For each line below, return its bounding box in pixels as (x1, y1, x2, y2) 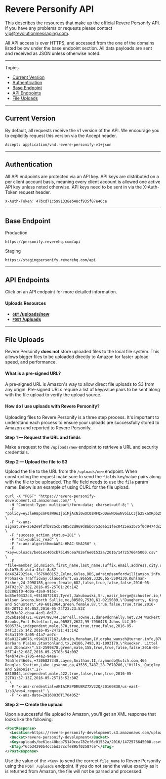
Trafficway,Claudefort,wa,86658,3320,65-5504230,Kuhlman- (25, 576, 147, 581)
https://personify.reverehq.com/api (5, 239, 81, 244)
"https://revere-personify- (38, 494, 96, 499)
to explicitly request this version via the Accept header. (5, 133, 117, 138)
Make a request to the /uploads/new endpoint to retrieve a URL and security (5, 444, 159, 450)
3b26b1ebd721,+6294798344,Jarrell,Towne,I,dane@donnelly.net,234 (5, 615, 142, 620)
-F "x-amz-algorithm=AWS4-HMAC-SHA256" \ (9, 541, 96, 546)
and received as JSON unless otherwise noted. (5, 50, 101, 56)
